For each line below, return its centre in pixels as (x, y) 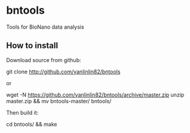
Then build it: (22, 112)
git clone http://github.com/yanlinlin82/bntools (63, 72)
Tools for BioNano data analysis (45, 27)
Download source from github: (44, 60)
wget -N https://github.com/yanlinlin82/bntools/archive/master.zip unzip (95, 95)
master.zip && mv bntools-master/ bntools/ (59, 101)
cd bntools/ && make (32, 124)
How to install (32, 46)
